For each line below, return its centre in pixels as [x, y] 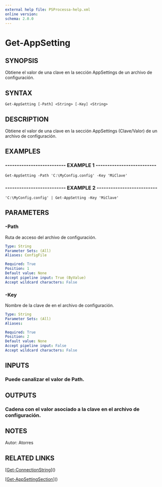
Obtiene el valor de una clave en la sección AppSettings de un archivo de [79, 72]
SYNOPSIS [22, 61]
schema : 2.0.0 [20, 19]
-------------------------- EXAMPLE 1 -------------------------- [81, 165]
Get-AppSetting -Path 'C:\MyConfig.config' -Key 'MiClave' [66, 175]
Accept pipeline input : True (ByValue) [46, 278]
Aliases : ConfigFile [26, 255]
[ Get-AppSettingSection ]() [31, 479]
